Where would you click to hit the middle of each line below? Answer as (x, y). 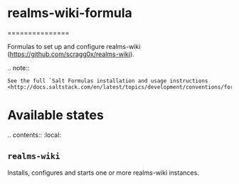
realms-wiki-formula (70, 13)
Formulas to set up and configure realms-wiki (74, 46)
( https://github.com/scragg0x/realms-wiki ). (71, 54)
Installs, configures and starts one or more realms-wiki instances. (103, 173)
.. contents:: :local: (34, 135)
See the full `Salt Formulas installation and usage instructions (108, 81)
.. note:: (18, 67)
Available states (56, 115)
